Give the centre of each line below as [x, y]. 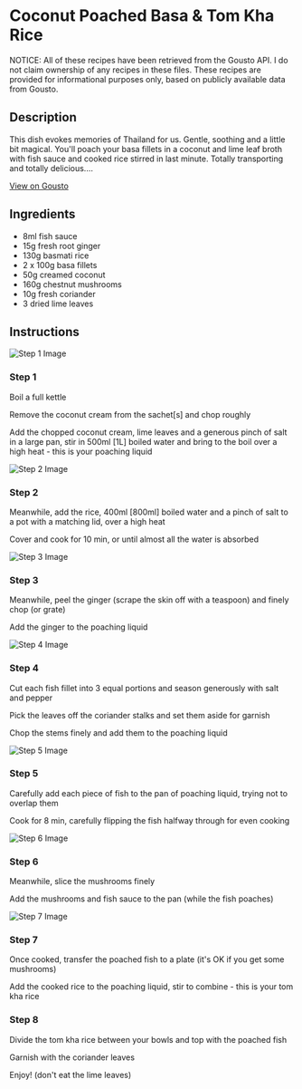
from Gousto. [34, 89]
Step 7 [24, 940]
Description [43, 117]
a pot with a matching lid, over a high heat [87, 521]
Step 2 [24, 492]
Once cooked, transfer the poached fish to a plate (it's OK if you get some [147, 959]
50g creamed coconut [64, 275]
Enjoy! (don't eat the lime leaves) [71, 1075]
